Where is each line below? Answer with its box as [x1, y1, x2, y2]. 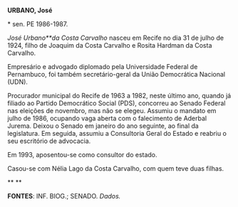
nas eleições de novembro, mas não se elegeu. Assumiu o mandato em [7, 107, 217, 115]
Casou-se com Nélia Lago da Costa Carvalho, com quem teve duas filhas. [7, 164, 224, 173]
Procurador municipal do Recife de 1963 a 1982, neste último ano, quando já [7, 92, 232, 100]
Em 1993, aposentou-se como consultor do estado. [7, 151, 158, 159]
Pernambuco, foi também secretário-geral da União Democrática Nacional [7, 70, 226, 78]
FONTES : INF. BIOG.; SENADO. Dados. [7, 192, 121, 200]
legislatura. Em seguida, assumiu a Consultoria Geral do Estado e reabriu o [7, 129, 227, 137]
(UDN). [7, 78, 29, 86]
